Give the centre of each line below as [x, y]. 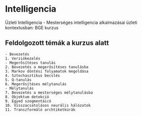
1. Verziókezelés [23, 58]
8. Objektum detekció [27, 97]
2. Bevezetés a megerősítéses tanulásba [47, 67]
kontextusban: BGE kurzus [32, 27]
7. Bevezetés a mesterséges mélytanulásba [49, 93]
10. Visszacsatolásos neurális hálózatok [48, 105]
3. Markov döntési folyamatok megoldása [47, 71]
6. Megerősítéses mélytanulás [36, 84]
